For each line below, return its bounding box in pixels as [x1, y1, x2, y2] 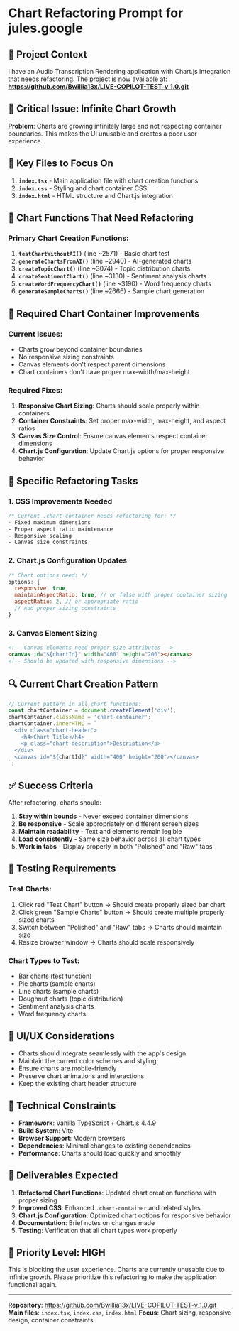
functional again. [8, 1281, 57, 1289]
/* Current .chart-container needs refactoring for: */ [8, 512, 177, 519]
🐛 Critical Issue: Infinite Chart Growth [8, 103, 177, 115]
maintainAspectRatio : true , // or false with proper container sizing [14, 592, 228, 599]
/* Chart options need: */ [8, 572, 88, 579]
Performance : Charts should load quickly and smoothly [18, 1148, 182, 1157]
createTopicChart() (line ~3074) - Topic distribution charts [18, 264, 191, 273]
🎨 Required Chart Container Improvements [8, 308, 200, 320]
